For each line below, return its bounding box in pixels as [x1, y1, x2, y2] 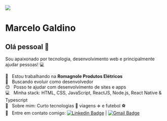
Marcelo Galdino [5, 22, 76, 34]
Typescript [5, 97, 28, 103]
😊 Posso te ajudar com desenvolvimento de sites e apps [5, 84, 127, 90]
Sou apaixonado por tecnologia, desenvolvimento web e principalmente [5, 56, 155, 62]
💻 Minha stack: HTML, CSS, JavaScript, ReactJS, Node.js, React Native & [5, 90, 162, 96]
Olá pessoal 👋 [5, 43, 50, 51]
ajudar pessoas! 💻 [5, 62, 45, 67]
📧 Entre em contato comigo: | [5, 110, 107, 116]
